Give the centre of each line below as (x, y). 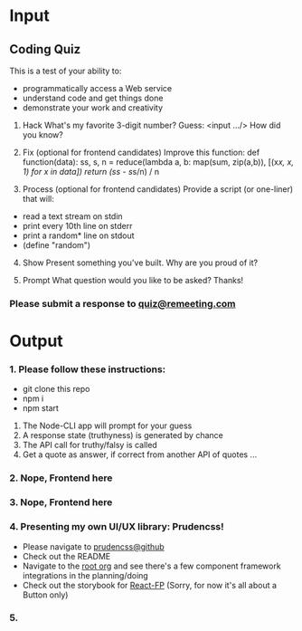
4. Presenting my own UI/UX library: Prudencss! (117, 527)
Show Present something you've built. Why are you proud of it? (140, 263)
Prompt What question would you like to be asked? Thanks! (133, 280)
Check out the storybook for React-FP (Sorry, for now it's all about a (150, 585)
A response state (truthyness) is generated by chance (123, 435)
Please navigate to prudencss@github (93, 546)
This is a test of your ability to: (66, 71)
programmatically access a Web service (97, 88)
